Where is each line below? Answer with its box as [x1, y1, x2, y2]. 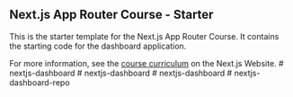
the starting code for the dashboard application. [9, 40, 187, 51]
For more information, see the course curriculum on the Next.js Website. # [9, 57, 285, 68]
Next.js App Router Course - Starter [9, 7, 214, 22]
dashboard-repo [9, 76, 70, 88]
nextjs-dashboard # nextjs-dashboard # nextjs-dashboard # [9, 67, 233, 78]
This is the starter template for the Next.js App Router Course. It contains [9, 31, 280, 41]
